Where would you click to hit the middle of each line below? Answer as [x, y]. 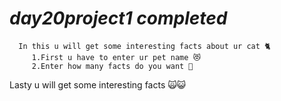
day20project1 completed [118, 18]
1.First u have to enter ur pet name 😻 [116, 57]
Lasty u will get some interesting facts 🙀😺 [98, 84]
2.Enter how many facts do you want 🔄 [112, 66]
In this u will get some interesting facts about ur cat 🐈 [144, 46]
